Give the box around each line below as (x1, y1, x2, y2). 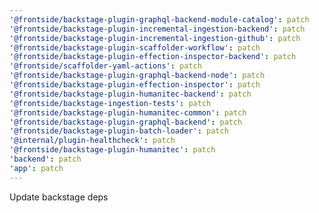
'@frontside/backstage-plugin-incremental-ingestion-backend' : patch (9, 24, 306, 34)
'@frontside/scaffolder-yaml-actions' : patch (9, 61, 202, 71)
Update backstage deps (9, 191, 109, 203)
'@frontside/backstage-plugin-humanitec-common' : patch (9, 107, 247, 118)
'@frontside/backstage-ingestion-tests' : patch (9, 98, 212, 108)
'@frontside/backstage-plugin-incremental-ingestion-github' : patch (9, 33, 301, 43)
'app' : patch (9, 163, 64, 173)
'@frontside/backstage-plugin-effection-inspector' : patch (9, 80, 261, 90)
